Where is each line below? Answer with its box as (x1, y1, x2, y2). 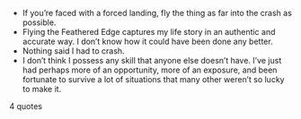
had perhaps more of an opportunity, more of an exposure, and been (22, 64, 278, 75)
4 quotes (9, 101, 43, 111)
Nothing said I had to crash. (22, 46, 125, 56)
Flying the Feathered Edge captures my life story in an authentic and (22, 27, 276, 37)
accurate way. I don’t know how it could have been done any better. (22, 36, 273, 47)
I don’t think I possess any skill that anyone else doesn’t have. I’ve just (22, 55, 282, 65)
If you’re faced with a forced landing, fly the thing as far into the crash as (22, 8, 292, 18)
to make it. (22, 84, 62, 94)
